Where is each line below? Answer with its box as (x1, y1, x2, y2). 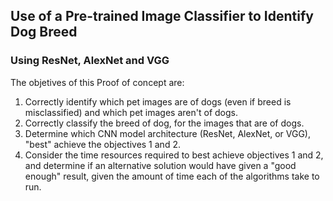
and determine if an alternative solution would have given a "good (24, 159, 297, 171)
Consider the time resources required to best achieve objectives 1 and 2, (24, 149, 324, 161)
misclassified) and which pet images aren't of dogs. (24, 106, 238, 118)
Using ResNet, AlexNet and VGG (10, 54, 170, 68)
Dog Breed (10, 24, 78, 41)
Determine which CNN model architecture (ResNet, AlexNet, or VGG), (24, 127, 312, 139)
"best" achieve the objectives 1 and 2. (24, 138, 181, 150)
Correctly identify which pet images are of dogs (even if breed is (24, 95, 292, 108)
